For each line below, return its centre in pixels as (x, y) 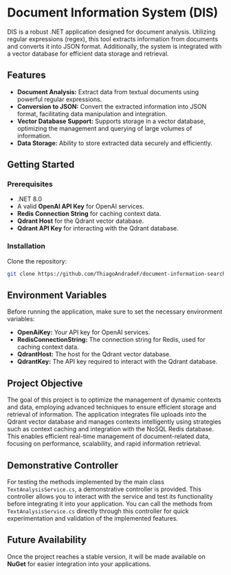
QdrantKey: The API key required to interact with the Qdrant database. (117, 362)
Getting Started (41, 165)
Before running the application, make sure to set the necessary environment (115, 312)
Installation (26, 246)
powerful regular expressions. (59, 99)
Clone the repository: (37, 261)
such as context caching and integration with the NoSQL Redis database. (111, 429)
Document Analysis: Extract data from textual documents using (108, 91)
